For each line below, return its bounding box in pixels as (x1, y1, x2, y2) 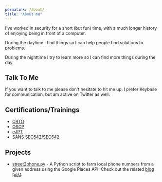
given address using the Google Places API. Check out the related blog (12, 166, 154, 172)
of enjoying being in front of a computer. (5, 30, 86, 36)
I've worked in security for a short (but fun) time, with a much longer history (5, 25, 157, 31)
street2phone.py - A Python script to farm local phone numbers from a (12, 161, 154, 167)
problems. (5, 45, 25, 51)
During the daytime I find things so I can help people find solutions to (5, 39, 144, 45)
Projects (5, 148, 31, 156)
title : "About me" (5, 12, 42, 17)
